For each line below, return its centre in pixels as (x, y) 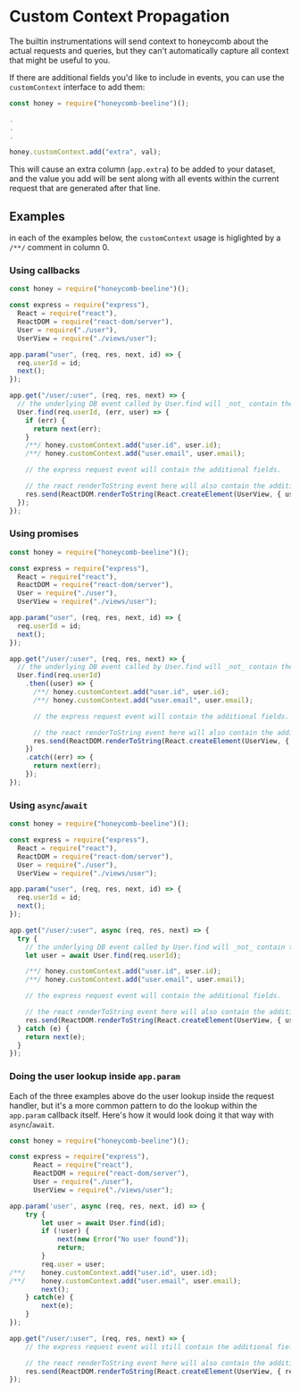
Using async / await (49, 805)
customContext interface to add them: (77, 87)
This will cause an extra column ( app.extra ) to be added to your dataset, (142, 169)
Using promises (44, 533)
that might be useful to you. (60, 60)
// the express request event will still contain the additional (150, 1346)
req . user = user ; (73, 1264)
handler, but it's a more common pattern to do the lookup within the (133, 1105)
